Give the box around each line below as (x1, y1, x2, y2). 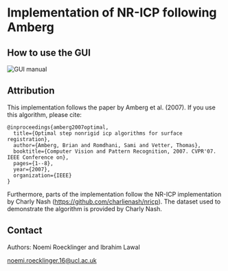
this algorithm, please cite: (7, 110, 82, 118)
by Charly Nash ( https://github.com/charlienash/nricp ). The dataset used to (7, 197, 221, 206)
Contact (7, 225, 43, 237)
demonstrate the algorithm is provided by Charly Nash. (7, 204, 163, 213)
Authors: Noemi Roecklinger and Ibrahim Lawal (7, 243, 141, 251)
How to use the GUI (7, 47, 91, 58)
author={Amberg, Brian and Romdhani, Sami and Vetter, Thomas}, (13, 142, 201, 149)
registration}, (7, 135, 51, 142)
